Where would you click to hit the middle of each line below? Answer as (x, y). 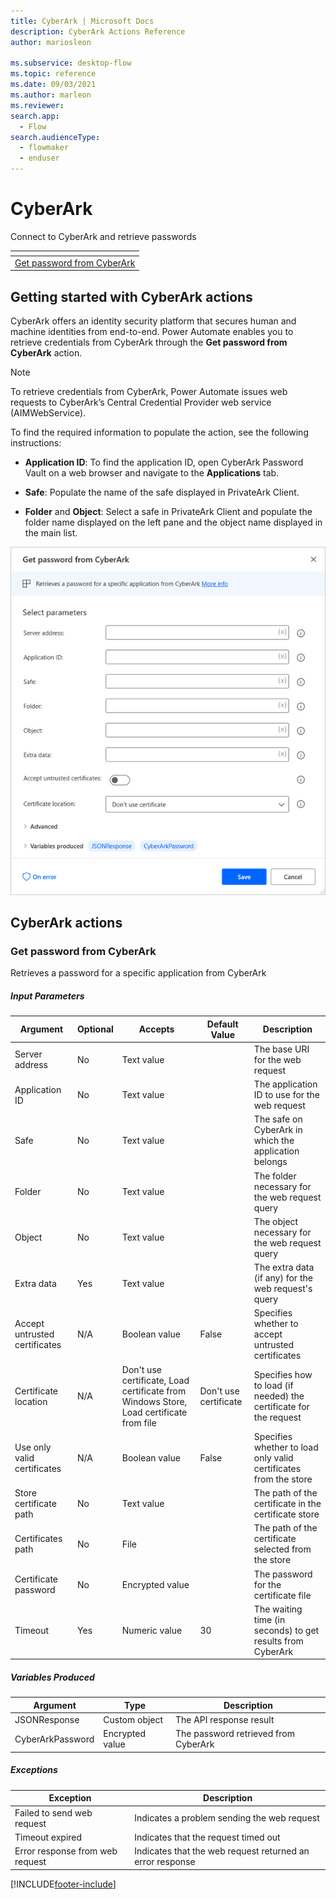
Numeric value (152, 1630)
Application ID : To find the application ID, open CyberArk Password (164, 462)
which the (274, 1141)
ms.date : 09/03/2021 (53, 85)
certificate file (282, 1595)
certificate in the (287, 1504)
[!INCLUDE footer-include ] (63, 1884)
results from (278, 1641)
